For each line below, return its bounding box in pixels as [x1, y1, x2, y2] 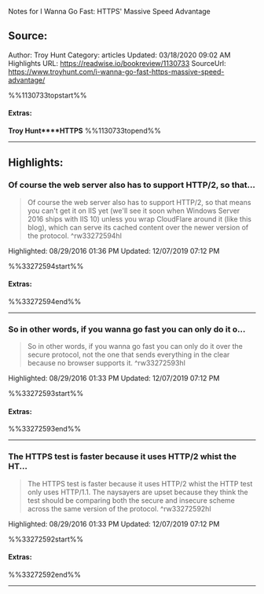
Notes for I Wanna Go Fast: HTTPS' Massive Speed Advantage [8, 7, 211, 16]
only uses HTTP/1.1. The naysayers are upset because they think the [27, 487, 249, 497]
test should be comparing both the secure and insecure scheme [27, 495, 236, 505]
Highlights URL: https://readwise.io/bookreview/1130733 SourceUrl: [8, 58, 226, 68]
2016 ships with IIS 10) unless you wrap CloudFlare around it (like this [27, 214, 251, 223]
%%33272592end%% [8, 570, 81, 579]
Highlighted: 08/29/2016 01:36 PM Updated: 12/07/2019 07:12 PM [8, 246, 220, 255]
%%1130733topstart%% [8, 90, 87, 100]
